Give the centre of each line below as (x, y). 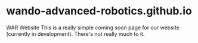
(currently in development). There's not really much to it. (75, 33)
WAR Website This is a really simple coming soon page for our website (93, 27)
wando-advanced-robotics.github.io (99, 11)
